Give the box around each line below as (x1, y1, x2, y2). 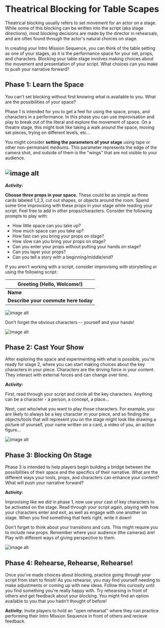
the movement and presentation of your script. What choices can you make (5, 61, 159, 67)
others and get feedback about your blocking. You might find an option (5, 593, 149, 599)
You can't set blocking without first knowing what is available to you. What (5, 93, 156, 99)
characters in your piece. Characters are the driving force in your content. (5, 367, 155, 373)
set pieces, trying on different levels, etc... (5, 130, 91, 135)
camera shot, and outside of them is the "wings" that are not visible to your (5, 149, 158, 155)
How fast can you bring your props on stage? (12, 233, 104, 239)
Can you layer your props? (12, 249, 66, 255)
